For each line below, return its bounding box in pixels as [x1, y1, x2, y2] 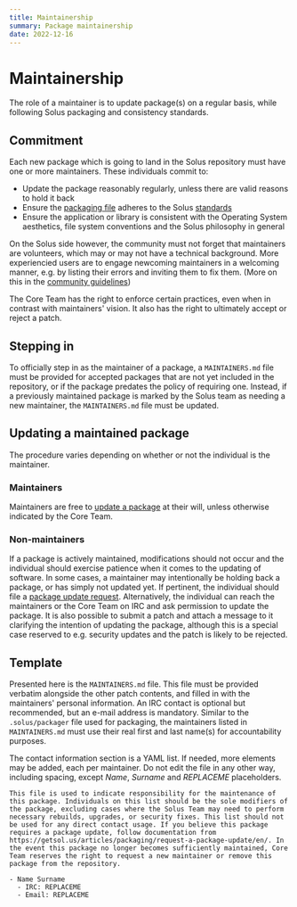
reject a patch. [9, 313, 62, 324]
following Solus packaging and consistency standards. [9, 107, 209, 118]
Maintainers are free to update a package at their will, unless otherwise [9, 501, 269, 513]
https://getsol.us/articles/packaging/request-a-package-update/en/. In [9, 836, 285, 845]
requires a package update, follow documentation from [9, 829, 217, 837]
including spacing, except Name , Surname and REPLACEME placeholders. [9, 772, 282, 783]
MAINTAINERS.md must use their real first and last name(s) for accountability [9, 726, 282, 737]
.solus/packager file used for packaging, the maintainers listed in [9, 717, 247, 728]
